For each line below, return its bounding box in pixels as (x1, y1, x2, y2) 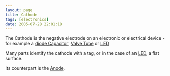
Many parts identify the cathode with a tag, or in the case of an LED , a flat (5, 50, 159, 56)
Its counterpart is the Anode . (5, 65, 65, 71)
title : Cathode (5, 12, 38, 17)
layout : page (5, 7, 33, 13)
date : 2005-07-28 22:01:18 (5, 21, 62, 27)
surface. (5, 56, 23, 62)
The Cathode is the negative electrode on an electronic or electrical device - (5, 35, 165, 41)
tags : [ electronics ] (5, 17, 49, 22)
